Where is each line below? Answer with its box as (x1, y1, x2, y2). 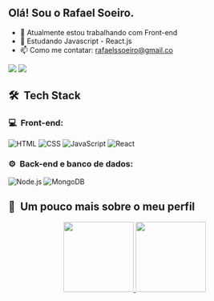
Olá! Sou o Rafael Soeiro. (8, 6, 135, 20)
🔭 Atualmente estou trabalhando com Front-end (19, 27, 178, 37)
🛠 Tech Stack (8, 89, 82, 102)
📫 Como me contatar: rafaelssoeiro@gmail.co (19, 45, 174, 54)
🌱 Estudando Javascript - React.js (19, 36, 132, 46)
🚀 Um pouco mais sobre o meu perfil (8, 200, 196, 214)
